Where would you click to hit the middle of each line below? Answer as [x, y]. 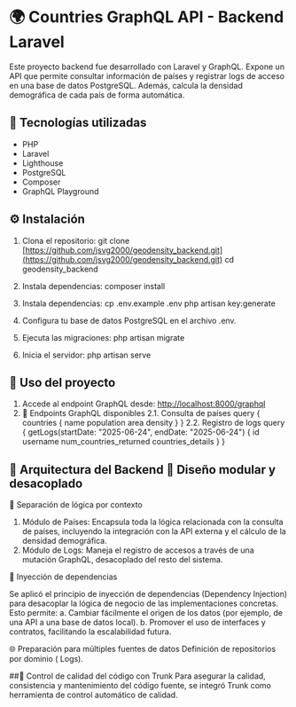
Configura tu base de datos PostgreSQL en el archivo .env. [129, 320]
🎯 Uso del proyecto [62, 382]
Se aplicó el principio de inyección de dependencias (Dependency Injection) [148, 594]
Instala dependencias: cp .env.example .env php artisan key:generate [149, 303]
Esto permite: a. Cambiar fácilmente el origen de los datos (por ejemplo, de [146, 613]
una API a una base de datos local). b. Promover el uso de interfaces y [137, 623]
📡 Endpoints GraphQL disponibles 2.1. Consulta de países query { [141, 413]
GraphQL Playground [60, 191]
